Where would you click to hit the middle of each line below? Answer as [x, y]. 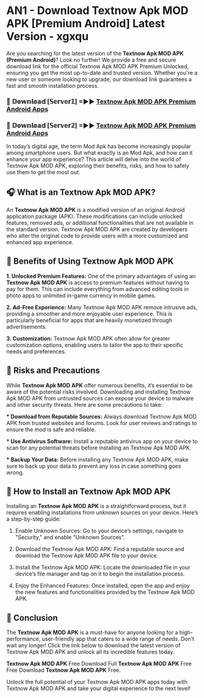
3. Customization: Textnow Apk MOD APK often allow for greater [88, 338]
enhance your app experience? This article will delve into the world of [94, 160]
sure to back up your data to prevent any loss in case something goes [94, 466]
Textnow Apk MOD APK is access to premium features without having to [98, 282]
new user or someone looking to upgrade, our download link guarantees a [99, 79]
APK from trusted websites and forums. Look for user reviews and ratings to [102, 423]
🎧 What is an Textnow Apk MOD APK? [81, 192]
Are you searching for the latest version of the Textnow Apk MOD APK [95, 53]
